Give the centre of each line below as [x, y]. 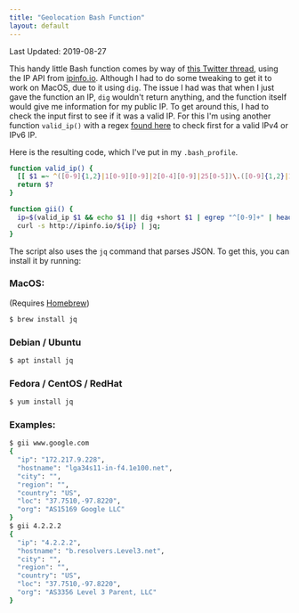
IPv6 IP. [23, 135]
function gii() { [41, 209]
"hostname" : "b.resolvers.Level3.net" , [91, 551]
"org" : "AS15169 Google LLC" [71, 510]
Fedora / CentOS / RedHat [66, 383]
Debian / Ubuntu [45, 342]
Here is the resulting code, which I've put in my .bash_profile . [124, 151]
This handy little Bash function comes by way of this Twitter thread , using [144, 69]
